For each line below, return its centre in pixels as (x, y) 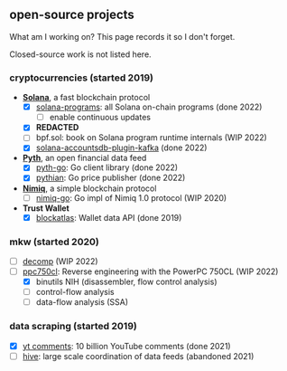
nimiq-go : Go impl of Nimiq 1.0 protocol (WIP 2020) (131, 197)
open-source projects (72, 15)
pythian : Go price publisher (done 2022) (111, 178)
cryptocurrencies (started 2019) (82, 78)
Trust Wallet (46, 208)
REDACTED (57, 128)
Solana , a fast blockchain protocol (86, 98)
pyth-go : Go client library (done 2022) (107, 167)
